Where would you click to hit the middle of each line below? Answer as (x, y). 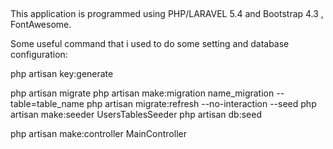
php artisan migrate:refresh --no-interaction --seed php (201, 104)
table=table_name (47, 104)
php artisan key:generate (62, 74)
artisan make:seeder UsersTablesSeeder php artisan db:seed (136, 115)
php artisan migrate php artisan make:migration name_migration (142, 93)
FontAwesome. (41, 25)
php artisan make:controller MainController (98, 134)
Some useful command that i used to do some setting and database (150, 44)
